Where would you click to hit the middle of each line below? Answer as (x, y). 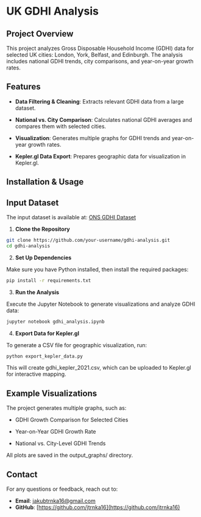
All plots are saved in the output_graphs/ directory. (70, 455)
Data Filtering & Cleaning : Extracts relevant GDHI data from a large (99, 101)
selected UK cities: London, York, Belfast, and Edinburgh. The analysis (95, 55)
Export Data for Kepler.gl (47, 333)
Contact (22, 474)
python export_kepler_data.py (45, 356)
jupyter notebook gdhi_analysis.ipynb (55, 322)
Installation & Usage (45, 182)
